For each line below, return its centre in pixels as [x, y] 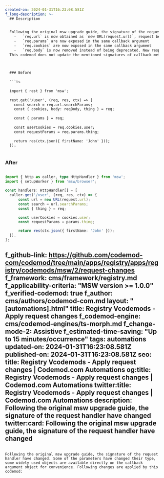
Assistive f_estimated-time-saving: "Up [95, 331]
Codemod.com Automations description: [69, 400]
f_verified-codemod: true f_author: [59, 293]
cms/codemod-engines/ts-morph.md [64, 324]
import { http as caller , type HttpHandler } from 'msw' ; [65, 177]
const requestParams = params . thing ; [56, 222]
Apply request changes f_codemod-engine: [73, 316]
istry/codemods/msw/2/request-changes [70, 270]
